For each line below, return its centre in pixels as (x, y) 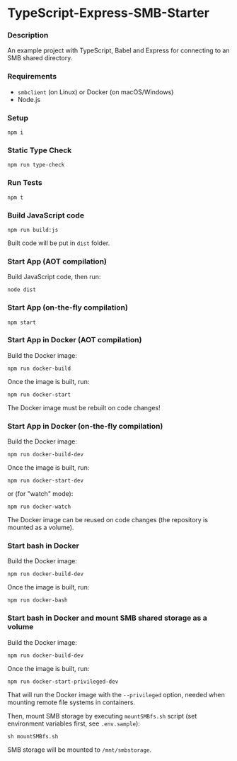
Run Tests (25, 183)
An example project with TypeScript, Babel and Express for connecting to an (118, 50)
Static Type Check (40, 150)
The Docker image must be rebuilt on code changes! (84, 407)
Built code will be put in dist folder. (59, 243)
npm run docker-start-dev (45, 481)
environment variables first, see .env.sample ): (74, 723)
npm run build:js (33, 230)
